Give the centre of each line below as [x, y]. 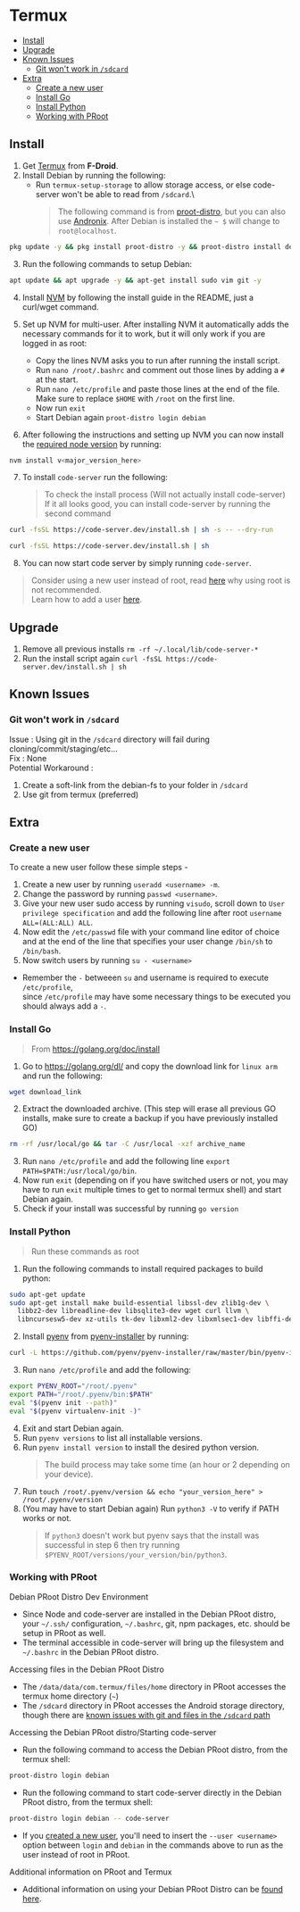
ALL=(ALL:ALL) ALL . [58, 923]
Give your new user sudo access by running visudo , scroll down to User [154, 903]
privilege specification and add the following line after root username [152, 913]
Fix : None [28, 758]
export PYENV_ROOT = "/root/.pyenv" [74, 1386]
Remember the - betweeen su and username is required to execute [146, 977]
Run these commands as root [85, 1251]
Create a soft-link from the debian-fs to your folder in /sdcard [135, 785]
